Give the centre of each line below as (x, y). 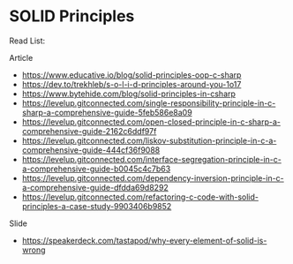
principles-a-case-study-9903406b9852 (97, 206)
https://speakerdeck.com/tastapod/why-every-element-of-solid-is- (144, 240)
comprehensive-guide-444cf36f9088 (91, 150)
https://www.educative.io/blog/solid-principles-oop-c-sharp (131, 75)
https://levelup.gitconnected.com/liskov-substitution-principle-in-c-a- (149, 140)
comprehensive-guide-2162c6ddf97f (89, 131)
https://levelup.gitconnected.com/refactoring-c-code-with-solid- (140, 197)
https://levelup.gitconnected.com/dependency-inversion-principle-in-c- (153, 177)
